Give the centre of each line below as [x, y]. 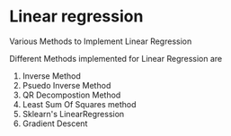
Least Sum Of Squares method [79, 104]
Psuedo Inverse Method [67, 85]
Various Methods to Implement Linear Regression [101, 41]
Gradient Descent [55, 123]
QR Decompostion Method [71, 95]
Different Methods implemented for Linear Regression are [116, 58]
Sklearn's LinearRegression [73, 114]
